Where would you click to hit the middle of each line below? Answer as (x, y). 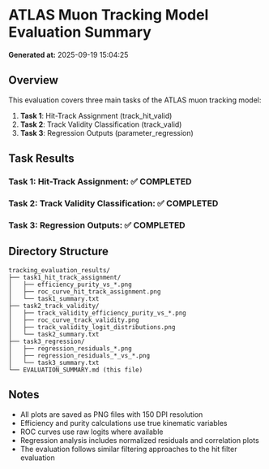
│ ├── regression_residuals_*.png (70, 348)
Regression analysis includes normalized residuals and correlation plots (139, 440)
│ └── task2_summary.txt (54, 334)
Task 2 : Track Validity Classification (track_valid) (101, 124)
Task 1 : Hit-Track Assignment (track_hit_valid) (96, 115)
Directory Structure (59, 252)
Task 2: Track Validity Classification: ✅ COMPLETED (113, 203)
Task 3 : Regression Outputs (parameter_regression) (107, 132)
